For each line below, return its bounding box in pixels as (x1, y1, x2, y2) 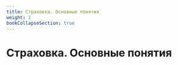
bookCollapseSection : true (6, 20, 75, 26)
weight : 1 (6, 14, 32, 20)
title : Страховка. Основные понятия (6, 8, 99, 15)
